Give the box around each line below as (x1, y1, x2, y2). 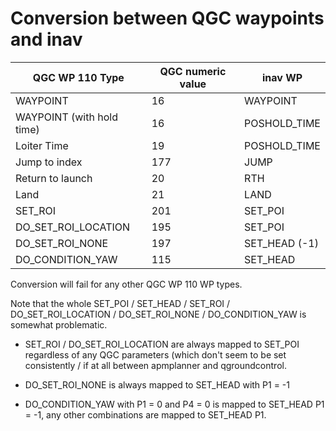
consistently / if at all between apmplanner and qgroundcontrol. (24, 359, 287, 371)
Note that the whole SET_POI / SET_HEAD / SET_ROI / (10, 297, 231, 309)
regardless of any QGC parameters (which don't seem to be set (24, 348, 287, 361)
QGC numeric (159, 64, 227, 78)
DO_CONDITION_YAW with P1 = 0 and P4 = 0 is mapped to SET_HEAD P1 (24, 398, 325, 410)
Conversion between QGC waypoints (10, 7, 325, 30)
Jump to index (15, 155, 83, 169)
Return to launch (15, 171, 93, 185)
